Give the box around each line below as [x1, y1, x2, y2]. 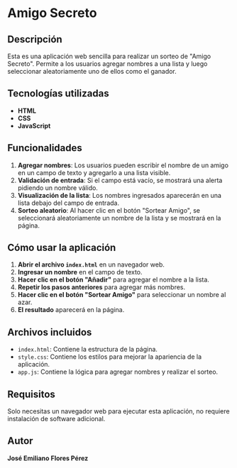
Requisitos [7, 388, 55, 400]
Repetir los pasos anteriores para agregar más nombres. [17, 283, 186, 291]
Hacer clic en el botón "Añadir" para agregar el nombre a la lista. [17, 275, 209, 284]
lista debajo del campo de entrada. [17, 199, 119, 207]
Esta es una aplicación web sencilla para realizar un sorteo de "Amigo [7, 52, 211, 60]
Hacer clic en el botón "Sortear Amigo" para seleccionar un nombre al [17, 291, 226, 299]
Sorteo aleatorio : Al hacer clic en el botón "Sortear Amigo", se [17, 206, 201, 214]
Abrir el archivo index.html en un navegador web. [17, 260, 165, 269]
